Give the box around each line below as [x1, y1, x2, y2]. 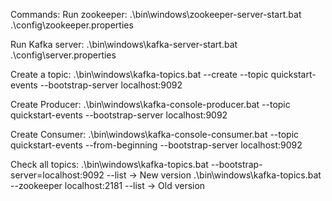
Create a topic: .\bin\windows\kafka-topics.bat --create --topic [10, 69, 269, 80]
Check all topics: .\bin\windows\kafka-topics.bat [10, 159, 209, 170]
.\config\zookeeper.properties [10, 19, 134, 31]
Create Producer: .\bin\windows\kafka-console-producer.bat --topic [10, 99, 291, 110]
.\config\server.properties [10, 49, 117, 61]
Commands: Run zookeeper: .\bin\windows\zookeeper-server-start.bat [10, 9, 302, 20]
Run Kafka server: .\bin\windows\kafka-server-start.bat [10, 39, 238, 50]
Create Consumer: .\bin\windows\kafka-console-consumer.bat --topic [10, 129, 300, 140]
